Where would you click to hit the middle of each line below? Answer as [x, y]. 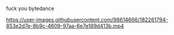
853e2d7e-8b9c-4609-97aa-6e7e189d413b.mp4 [65, 26]
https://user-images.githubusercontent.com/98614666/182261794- [87, 20]
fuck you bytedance [30, 8]
